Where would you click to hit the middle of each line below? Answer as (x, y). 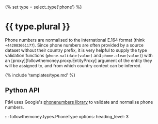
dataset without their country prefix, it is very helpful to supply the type (76, 50)
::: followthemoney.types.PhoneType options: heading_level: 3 (67, 116)
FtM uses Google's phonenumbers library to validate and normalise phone (79, 102)
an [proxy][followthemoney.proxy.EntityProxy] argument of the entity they (79, 61)
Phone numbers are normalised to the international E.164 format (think (75, 40)
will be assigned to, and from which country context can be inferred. (73, 65)
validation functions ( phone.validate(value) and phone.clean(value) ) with (79, 55)
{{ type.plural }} (38, 27)
